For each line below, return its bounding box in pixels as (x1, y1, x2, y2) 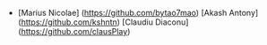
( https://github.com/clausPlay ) (17, 26, 131, 36)
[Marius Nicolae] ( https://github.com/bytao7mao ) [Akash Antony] (17, 8, 259, 18)
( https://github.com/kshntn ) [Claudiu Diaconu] (17, 17, 189, 27)
